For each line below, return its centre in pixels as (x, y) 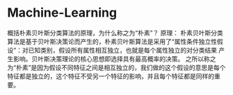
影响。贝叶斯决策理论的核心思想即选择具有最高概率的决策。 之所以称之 (114, 59)
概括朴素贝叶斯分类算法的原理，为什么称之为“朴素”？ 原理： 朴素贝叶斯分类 (115, 33)
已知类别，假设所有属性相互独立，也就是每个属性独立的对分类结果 (123, 50)
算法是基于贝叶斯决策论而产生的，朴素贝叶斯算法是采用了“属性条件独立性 (112, 41)
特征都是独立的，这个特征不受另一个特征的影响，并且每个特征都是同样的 (111, 76)
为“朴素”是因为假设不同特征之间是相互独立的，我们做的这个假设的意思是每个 (116, 67)
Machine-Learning (62, 13)
